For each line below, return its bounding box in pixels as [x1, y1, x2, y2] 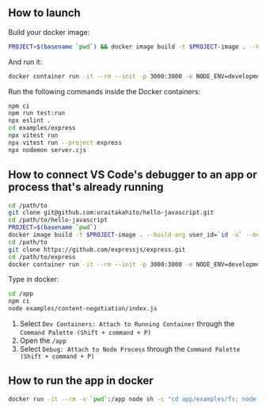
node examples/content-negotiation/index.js [8, 305, 158, 313]
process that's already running [8, 181, 164, 194]
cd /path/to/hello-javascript [8, 216, 108, 224]
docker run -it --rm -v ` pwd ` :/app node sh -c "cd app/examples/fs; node [8, 395, 257, 403]
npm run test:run [8, 109, 66, 117]
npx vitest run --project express [8, 139, 123, 147]
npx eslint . [8, 116, 51, 125]
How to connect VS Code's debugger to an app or [8, 168, 257, 181]
